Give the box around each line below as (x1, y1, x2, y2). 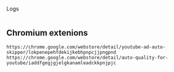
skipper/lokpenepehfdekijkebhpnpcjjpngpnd (6, 49, 116, 55)
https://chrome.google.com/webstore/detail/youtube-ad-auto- (6, 44, 166, 50)
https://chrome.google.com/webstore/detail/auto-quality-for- (6, 54, 168, 61)
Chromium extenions (6, 28, 88, 38)
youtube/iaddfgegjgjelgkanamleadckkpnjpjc (6, 60, 116, 66)
